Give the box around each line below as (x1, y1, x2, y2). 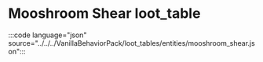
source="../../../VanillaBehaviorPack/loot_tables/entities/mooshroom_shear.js (8, 38, 255, 47)
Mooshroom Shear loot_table (8, 5, 201, 22)
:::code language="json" (8, 30, 87, 40)
